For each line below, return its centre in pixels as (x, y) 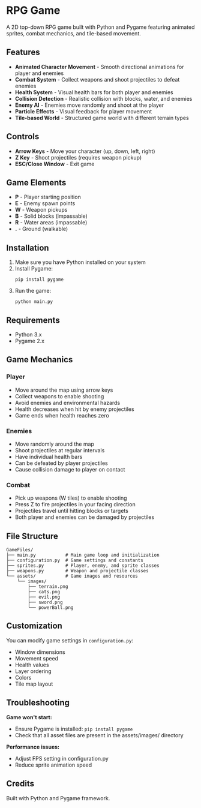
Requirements (33, 320)
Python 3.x (28, 334)
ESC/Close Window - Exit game (55, 164)
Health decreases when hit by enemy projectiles (74, 409)
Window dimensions (40, 652)
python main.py (34, 302)
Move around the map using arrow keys (64, 390)
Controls (23, 136)
